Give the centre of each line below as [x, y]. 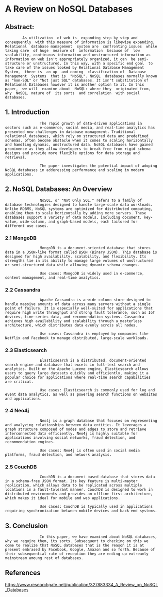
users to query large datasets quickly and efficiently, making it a [77, 373]
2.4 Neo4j [17, 411]
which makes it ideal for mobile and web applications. [63, 498]
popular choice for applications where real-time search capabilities [78, 377]
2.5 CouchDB [21, 467]
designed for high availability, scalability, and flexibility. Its [76, 256]
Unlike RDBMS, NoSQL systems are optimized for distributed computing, [79, 209]
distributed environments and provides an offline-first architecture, [79, 494]
